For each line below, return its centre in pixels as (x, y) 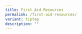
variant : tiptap (22, 19)
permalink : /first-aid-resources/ (41, 14)
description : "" (22, 24)
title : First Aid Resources (34, 10)
